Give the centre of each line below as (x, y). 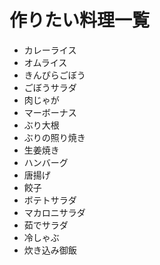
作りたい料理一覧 (80, 20)
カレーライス (50, 50)
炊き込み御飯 (50, 250)
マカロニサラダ (54, 212)
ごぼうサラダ (50, 87)
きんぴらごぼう (54, 75)
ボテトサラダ (50, 200)
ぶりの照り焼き (54, 137)
